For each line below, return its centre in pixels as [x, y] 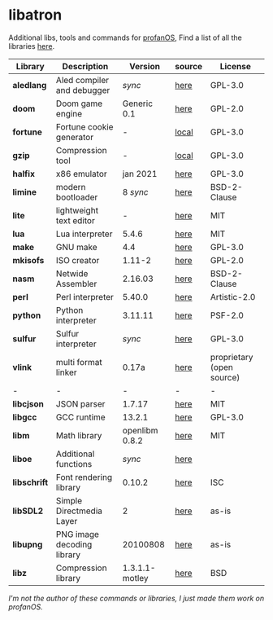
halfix [24, 174]
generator [75, 137]
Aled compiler [82, 80]
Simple [69, 500]
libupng [28, 544]
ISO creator [78, 260]
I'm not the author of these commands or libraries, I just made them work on [136, 598]
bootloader [77, 197]
